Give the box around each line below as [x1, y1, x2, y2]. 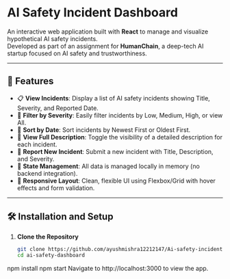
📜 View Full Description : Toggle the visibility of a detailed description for [16, 133, 222, 141]
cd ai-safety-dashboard [16, 252, 86, 259]
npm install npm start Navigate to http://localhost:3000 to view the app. [7, 265, 209, 273]
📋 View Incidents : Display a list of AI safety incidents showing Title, [16, 94, 210, 102]
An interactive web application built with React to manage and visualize [7, 27, 209, 36]
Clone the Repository [16, 232, 79, 241]
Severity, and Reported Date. [16, 104, 99, 112]
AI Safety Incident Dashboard [7, 5, 178, 21]
